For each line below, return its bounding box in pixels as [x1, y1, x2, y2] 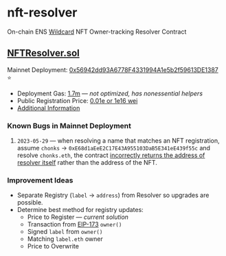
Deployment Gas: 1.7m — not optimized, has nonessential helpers [16, 89, 203, 97]
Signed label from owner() [27, 228, 103, 236]
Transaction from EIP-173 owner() [27, 220, 122, 229]
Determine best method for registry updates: [16, 206, 144, 214]
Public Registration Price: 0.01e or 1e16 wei [16, 96, 138, 104]
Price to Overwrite [27, 242, 79, 251]
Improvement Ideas [7, 175, 74, 185]
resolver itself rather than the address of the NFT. [16, 159, 158, 167]
